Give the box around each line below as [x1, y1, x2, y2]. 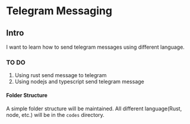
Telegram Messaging [6, 4, 113, 18]
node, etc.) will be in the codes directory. [6, 111, 105, 118]
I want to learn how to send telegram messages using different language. [6, 43, 185, 50]
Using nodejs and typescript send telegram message [14, 78, 144, 85]
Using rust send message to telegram [14, 72, 107, 79]
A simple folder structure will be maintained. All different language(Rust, [6, 105, 182, 112]
